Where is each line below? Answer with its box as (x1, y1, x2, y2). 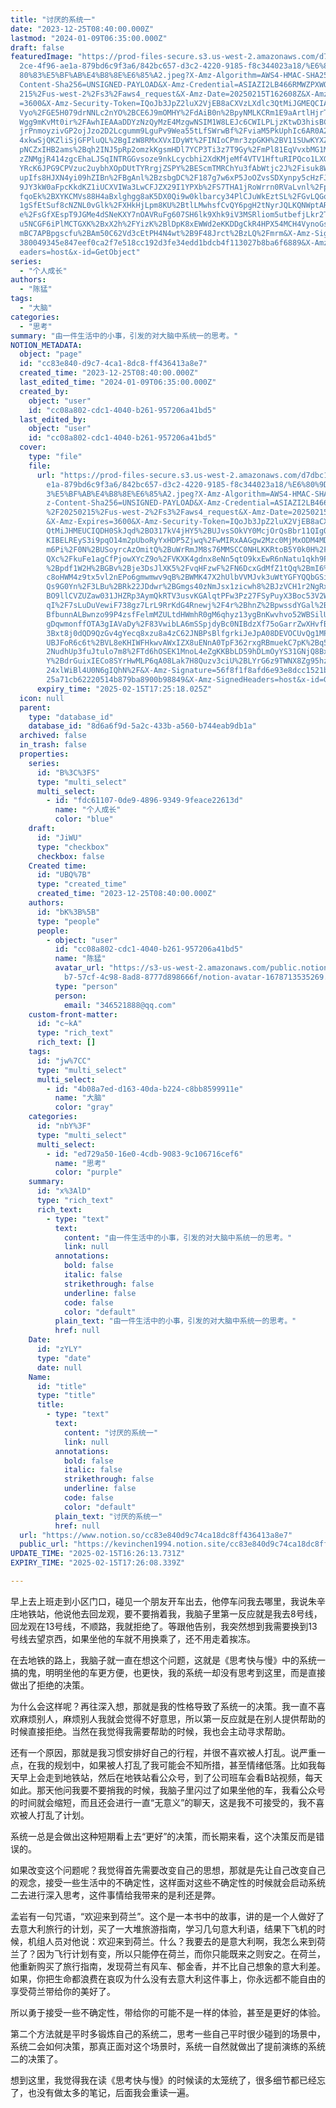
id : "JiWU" (36, 832, 83, 843)
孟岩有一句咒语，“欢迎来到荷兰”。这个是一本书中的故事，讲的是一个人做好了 (10, 1910, 325, 1922)
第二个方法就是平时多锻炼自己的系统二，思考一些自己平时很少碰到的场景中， (10, 2027, 326, 2040)
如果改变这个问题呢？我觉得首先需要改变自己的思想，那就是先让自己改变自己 (10, 1864, 326, 1876)
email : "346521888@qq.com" (63, 1000, 177, 1010)
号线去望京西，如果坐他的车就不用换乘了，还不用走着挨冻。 (10, 1632, 256, 1645)
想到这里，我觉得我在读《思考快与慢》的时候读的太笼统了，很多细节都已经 (10, 2074, 317, 2086)
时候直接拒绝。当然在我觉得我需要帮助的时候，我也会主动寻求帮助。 (10, 1725, 291, 1737)
